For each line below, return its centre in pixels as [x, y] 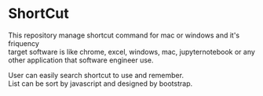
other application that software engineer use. [81, 60]
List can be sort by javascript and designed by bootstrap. [100, 84]
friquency [24, 43]
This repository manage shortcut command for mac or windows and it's [124, 35]
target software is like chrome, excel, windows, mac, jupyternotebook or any [131, 52]
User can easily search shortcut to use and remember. [96, 75]
